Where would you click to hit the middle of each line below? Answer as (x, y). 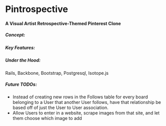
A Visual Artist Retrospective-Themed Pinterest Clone (63, 23)
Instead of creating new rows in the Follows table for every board (80, 97)
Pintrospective (37, 9)
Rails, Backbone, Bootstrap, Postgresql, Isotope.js (57, 73)
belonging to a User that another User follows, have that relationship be (87, 102)
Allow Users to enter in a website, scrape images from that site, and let (86, 113)
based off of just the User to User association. (60, 108)
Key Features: (20, 47)
